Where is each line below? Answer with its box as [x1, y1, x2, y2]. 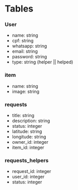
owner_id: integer [12, 139, 49, 145]
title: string [12, 113, 35, 119]
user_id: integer [12, 174, 45, 180]
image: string [12, 88, 40, 94]
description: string [12, 118, 50, 124]
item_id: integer [12, 144, 45, 151]
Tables [5, 3, 34, 15]
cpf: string [12, 38, 34, 44]
